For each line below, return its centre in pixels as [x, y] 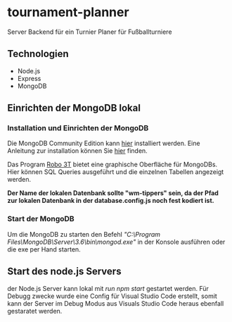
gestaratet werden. [35, 311]
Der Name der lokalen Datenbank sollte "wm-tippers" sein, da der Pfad [113, 193]
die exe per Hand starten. [44, 249]
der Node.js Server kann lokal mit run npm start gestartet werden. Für [108, 288]
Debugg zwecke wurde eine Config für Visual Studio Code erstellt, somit [112, 296]
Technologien [38, 54]
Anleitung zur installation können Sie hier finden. [77, 151]
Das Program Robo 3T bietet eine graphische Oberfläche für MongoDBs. [112, 165]
